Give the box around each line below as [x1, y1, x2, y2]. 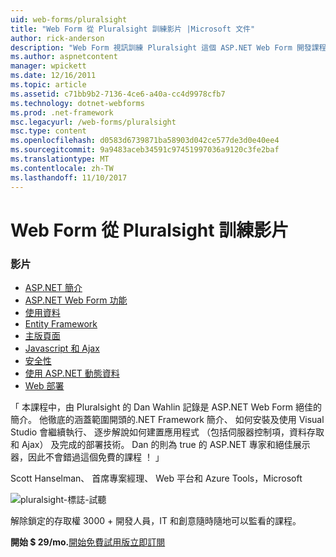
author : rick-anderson [10, 33, 105, 43]
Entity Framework [24, 317, 98, 330]
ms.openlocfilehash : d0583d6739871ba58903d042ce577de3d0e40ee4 [10, 136, 280, 146]
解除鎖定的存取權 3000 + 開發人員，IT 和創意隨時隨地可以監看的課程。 [10, 514, 302, 526]
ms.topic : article [10, 80, 87, 90]
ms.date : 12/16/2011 [10, 71, 97, 81]
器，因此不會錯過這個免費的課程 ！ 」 [10, 451, 165, 463]
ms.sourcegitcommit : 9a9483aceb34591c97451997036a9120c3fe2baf [10, 145, 280, 155]
